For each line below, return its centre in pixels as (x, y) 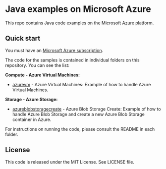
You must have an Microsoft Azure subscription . (54, 50)
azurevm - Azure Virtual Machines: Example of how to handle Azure (82, 84)
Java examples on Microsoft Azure (78, 9)
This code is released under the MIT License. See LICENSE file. (70, 162)
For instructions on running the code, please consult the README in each (80, 129)
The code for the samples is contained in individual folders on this (72, 60)
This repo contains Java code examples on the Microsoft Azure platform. (80, 23)
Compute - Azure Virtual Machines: (43, 75)
